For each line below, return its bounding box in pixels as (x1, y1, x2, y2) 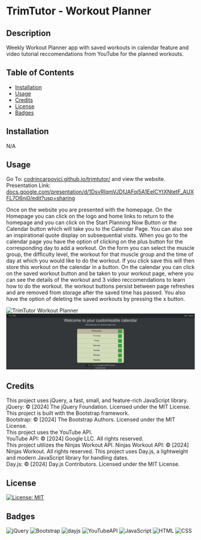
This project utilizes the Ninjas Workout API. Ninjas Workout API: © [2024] (6, 442, 190, 449)
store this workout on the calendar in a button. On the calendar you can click (6, 264, 195, 271)
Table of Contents (6, 68, 75, 78)
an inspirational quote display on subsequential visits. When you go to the (6, 232, 188, 239)
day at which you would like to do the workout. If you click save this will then (6, 257, 194, 264)
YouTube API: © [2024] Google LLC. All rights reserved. (6, 435, 144, 442)
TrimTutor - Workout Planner (6, 4, 151, 18)
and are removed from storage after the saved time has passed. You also (6, 289, 185, 296)
